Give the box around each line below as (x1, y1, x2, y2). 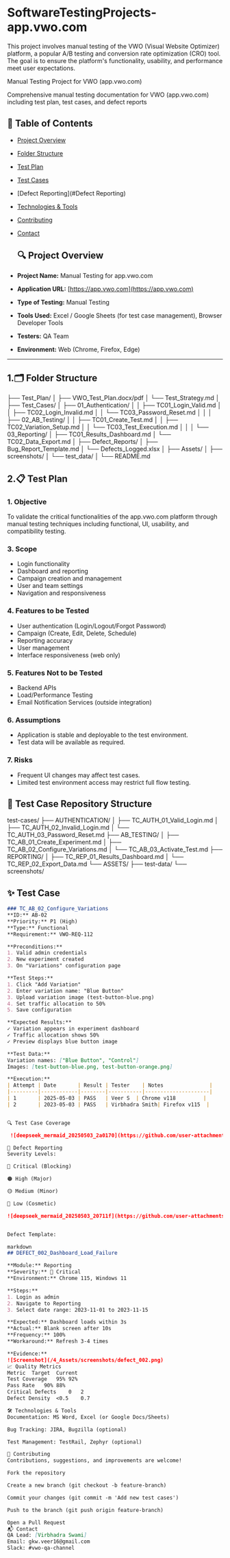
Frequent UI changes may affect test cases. (16, 770, 140, 779)
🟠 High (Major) (7, 1175, 53, 1183)
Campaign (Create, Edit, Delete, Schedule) (16, 629, 137, 637)
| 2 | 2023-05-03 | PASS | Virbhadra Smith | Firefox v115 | (7, 1101, 210, 1108)
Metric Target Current (7, 1369, 78, 1376)
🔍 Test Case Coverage (7, 1120, 71, 1126)
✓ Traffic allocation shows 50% (7, 1032, 99, 1039)
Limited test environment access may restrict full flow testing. (16, 778, 191, 786)
